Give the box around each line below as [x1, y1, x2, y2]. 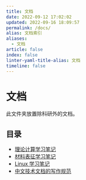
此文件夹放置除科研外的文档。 [6, 110, 78, 117]
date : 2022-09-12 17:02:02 [6, 14, 72, 20]
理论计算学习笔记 [14, 146, 56, 153]
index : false [6, 52, 38, 58]
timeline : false [6, 63, 46, 69]
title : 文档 [6, 8, 33, 15]
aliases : [6, 36, 27, 41]
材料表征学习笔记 [14, 153, 56, 160]
